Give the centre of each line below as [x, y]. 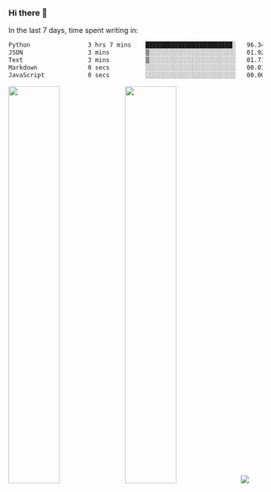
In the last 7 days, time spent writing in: [73, 31]
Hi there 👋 [28, 13]
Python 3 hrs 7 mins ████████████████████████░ [122, 45]
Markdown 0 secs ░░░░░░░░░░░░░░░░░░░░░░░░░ [122, 68]
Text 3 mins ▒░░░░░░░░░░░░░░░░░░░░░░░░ [122, 60]
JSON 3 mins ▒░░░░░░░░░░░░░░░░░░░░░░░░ [122, 53]
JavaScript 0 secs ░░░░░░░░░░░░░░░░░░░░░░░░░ [122, 75]
